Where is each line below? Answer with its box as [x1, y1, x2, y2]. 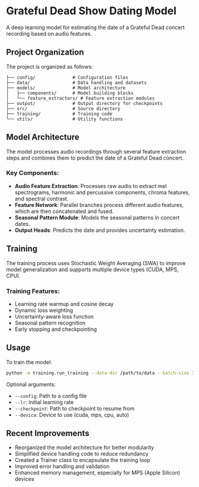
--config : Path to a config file [14, 392, 87, 399]
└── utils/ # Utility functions [6, 116, 123, 122]
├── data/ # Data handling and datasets [6, 79, 147, 85]
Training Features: [6, 287, 60, 295]
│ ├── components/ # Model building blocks [6, 90, 134, 96]
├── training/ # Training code [6, 111, 113, 117]
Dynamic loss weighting [14, 307, 73, 314]
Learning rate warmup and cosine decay [14, 300, 114, 307]
